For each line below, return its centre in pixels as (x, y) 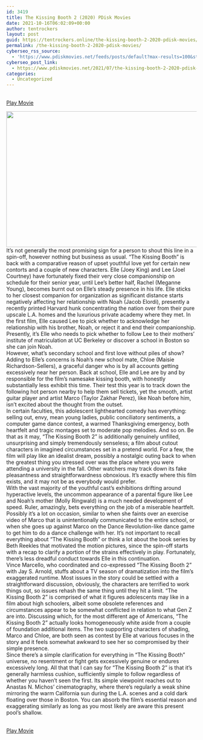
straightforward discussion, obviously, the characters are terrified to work (98, 584)
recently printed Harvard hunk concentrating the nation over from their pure (101, 308)
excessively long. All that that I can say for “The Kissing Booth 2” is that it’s (99, 668)
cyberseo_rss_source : (34, 51)
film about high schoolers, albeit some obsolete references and (85, 603)
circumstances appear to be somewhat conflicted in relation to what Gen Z (99, 610)
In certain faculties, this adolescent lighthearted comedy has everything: (96, 411)
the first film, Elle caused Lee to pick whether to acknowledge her (88, 321)
